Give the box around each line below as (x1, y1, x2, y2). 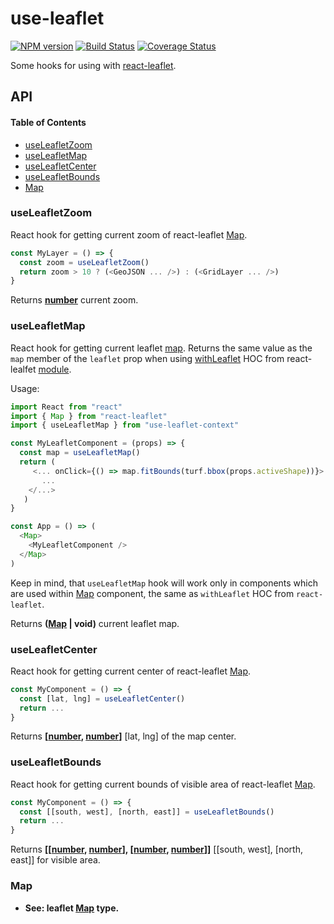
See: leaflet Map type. (24, 902, 120, 914)
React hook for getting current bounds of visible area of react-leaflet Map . (10, 778, 316, 790)
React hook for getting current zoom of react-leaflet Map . (10, 228, 248, 241)
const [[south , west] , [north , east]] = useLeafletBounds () (19, 807, 275, 817)
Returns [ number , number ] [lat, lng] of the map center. (10, 730, 237, 742)
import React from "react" (10, 402, 123, 412)
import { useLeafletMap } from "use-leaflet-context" (10, 420, 240, 431)
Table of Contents (10, 116, 87, 128)
